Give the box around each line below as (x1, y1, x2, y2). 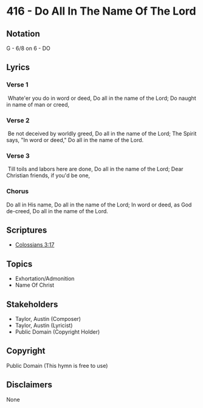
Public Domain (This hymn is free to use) (6, 362, 108, 369)
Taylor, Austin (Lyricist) (15, 322, 73, 329)
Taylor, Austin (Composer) (15, 315, 81, 323)
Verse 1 (6, 80, 29, 89)
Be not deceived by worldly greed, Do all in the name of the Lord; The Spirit (7, 130, 197, 137)
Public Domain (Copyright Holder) (15, 328, 100, 336)
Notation (6, 29, 41, 39)
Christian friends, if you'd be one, (6, 172, 90, 179)
